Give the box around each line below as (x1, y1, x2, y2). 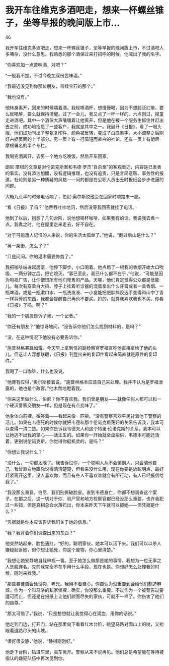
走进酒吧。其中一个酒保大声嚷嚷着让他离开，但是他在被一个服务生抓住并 (5, 117, 155, 123)
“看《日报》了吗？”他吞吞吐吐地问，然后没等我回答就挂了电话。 (5, 204, 137, 210)
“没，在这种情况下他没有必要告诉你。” (5, 334, 82, 340)
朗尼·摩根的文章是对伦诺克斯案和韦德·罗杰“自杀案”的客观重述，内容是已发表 (5, 163, 162, 170)
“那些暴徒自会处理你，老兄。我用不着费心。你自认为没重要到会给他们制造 (5, 581, 157, 587)
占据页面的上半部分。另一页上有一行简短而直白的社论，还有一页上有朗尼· (9, 136, 161, 142)
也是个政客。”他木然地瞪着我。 (22, 385, 84, 391)
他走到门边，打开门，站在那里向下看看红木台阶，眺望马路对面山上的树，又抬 (5, 621, 164, 627)
